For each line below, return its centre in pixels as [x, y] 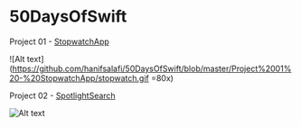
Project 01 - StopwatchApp [60, 41]
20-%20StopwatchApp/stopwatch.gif [79, 77]
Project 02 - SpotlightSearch [62, 95]
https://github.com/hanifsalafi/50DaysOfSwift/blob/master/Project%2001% [152, 68]
